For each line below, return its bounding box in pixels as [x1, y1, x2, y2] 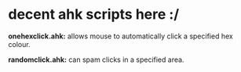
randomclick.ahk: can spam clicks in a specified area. [8, 55, 184, 64]
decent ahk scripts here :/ [8, 5, 180, 23]
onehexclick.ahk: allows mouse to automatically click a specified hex [8, 31, 233, 41]
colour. [8, 39, 31, 49]
